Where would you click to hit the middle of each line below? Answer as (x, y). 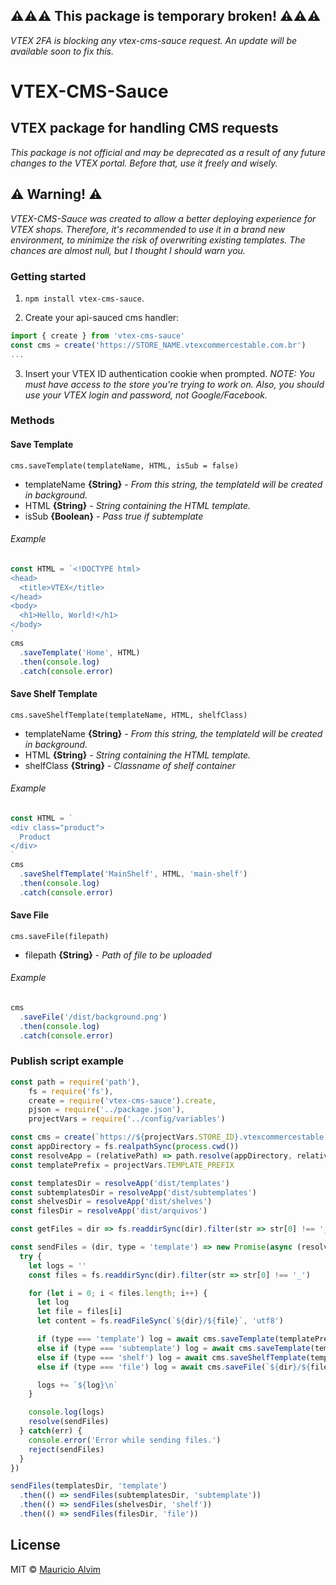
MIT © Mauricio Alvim (56, 1569)
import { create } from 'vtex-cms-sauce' (98, 335)
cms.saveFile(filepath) (60, 936)
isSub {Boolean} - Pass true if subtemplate (114, 516)
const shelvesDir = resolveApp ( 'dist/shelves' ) (111, 1202)
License (35, 1545)
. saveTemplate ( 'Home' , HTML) (80, 652)
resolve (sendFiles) (69, 1422)
